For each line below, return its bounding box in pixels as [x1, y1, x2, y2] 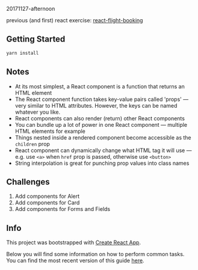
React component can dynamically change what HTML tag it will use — [14, 147, 192, 154]
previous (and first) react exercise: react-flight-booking [6, 17, 143, 23]
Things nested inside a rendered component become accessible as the [14, 133, 191, 141]
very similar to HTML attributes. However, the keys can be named [14, 102, 178, 109]
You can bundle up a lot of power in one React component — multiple [14, 121, 188, 128]
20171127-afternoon [6, 5, 55, 12]
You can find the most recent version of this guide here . [6, 257, 144, 264]
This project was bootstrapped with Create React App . [6, 239, 141, 246]
